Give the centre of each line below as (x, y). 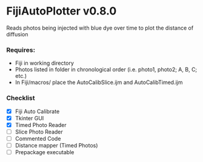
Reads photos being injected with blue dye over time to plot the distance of (100, 28)
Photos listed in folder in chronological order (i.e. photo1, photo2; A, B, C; (106, 70)
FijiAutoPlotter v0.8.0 (62, 11)
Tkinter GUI (29, 118)
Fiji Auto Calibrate (37, 111)
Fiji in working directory (45, 63)
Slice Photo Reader (39, 132)
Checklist (21, 98)
